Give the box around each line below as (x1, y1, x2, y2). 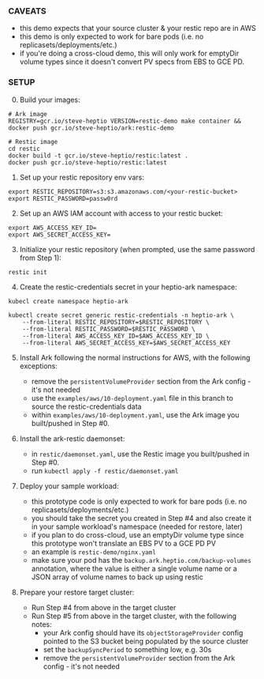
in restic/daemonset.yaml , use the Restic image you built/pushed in (31, 449, 250, 458)
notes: (31, 619, 53, 629)
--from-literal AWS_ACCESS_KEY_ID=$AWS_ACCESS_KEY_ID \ (22, 332, 210, 340)
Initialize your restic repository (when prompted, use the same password (19, 244, 255, 254)
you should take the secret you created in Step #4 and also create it (31, 513, 252, 522)
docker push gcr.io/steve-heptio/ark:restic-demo (8, 124, 175, 132)
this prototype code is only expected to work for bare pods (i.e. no (31, 496, 247, 506)
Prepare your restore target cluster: (19, 587, 135, 597)
